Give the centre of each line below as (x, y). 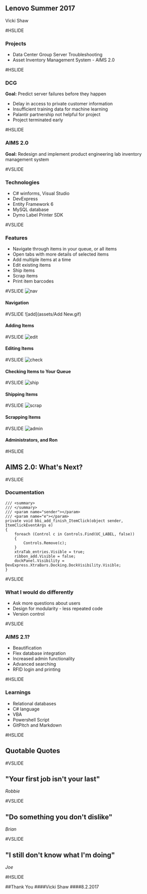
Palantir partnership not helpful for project (57, 115)
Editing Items (20, 348)
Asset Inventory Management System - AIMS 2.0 (64, 60)
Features (16, 238)
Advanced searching (34, 664)
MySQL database (31, 209)
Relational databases (34, 703)
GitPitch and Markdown (37, 725)
